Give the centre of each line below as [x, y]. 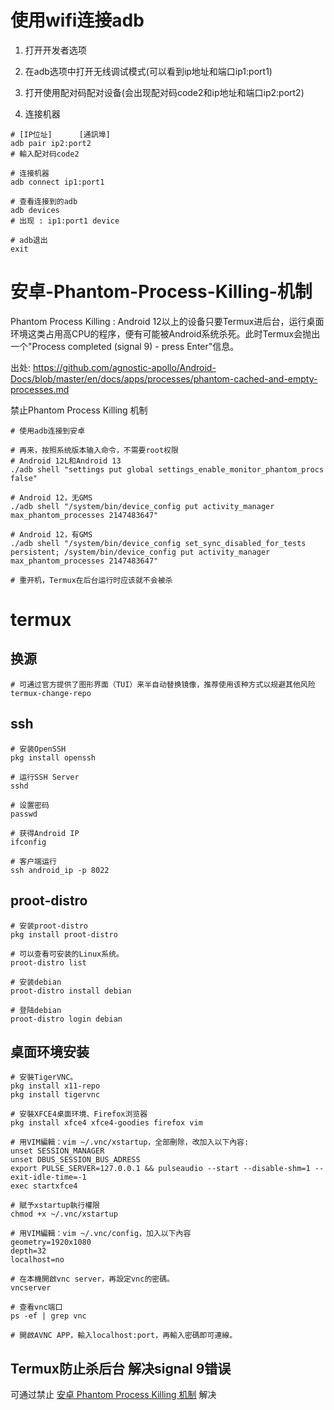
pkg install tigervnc [55, 1095]
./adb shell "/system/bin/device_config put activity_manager [142, 506]
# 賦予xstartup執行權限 [55, 1206]
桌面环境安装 [50, 1051]
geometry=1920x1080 [51, 1242]
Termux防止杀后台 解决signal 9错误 [121, 1368]
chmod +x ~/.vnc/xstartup [64, 1214]
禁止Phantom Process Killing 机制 [79, 410]
